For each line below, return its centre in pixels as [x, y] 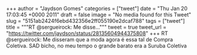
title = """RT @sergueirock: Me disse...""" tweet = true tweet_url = [86, 27]
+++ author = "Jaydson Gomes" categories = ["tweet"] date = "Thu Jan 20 [97, 8]
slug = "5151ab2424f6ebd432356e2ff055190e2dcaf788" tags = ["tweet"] [96, 21]
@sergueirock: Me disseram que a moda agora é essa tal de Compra [90, 39]
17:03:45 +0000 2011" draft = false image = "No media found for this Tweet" [99, 15]
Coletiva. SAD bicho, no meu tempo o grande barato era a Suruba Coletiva [96, 46]
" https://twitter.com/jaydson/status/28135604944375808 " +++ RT [87, 33]
